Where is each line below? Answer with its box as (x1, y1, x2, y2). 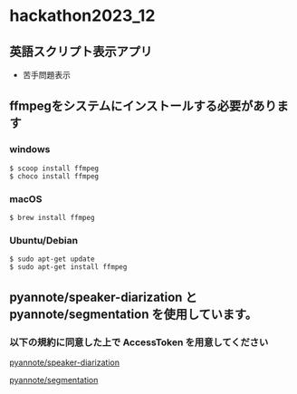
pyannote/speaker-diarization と (9, 289, 197, 304)
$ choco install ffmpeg (9, 171, 100, 181)
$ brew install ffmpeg (9, 213, 95, 222)
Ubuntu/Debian (9, 234, 79, 246)
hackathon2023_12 (9, 5, 156, 26)
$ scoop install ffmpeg (9, 164, 100, 173)
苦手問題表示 (22, 70, 71, 80)
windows (9, 143, 51, 156)
